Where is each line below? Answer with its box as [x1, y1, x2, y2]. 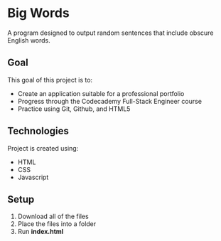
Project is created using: [7, 144, 79, 152]
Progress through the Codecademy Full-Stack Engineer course [17, 97, 203, 105]
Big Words [7, 5, 70, 21]
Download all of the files [17, 212, 89, 221]
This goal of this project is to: [7, 75, 93, 84]
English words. [7, 36, 51, 44]
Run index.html [17, 227, 64, 236]
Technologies [7, 125, 70, 137]
